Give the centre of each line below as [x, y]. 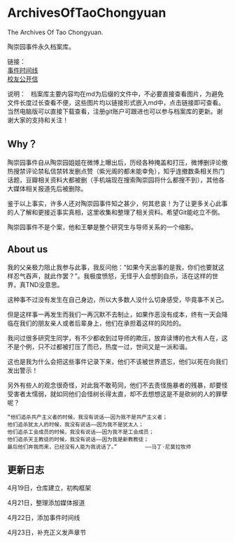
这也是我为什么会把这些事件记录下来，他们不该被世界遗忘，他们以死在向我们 [117, 361]
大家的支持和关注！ [41, 120]
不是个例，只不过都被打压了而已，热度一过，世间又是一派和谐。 [99, 347]
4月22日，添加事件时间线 [44, 518]
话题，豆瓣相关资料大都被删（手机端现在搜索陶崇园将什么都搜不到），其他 [113, 180]
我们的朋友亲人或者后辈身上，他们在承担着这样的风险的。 [102, 323]
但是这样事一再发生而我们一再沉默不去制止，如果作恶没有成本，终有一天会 [114, 314]
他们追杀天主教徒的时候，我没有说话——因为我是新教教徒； [78, 439]
